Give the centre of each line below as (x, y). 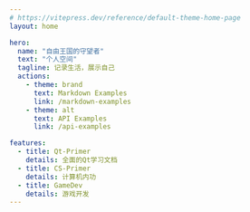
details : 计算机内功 (61, 177)
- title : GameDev (50, 185)
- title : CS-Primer (54, 169)
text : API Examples (70, 119)
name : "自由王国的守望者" (61, 51)
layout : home (34, 26)
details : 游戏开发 (58, 194)
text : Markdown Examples (80, 93)
